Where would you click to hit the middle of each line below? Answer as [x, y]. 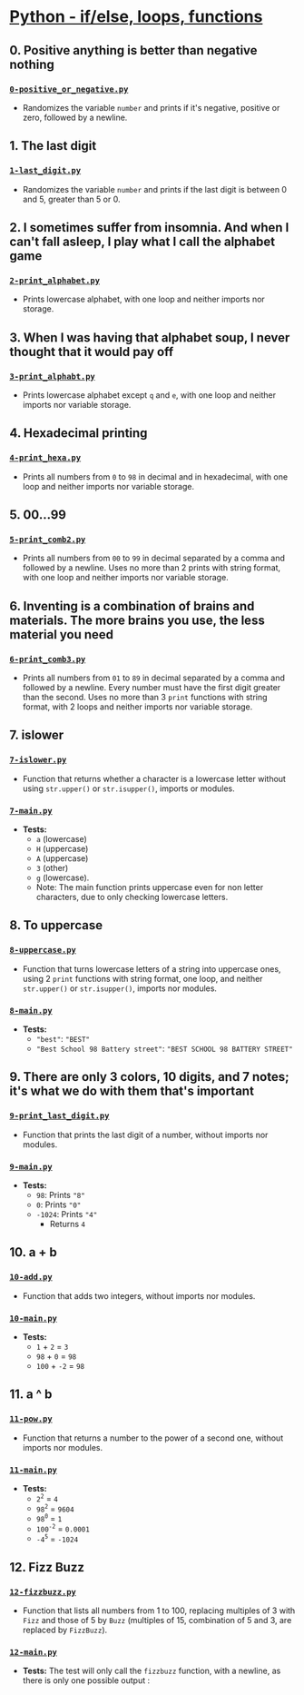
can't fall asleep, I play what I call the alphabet [142, 241]
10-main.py [33, 1318]
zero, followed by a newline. [75, 117]
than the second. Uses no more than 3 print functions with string [145, 697]
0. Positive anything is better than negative [133, 50]
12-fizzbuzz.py [43, 1592]
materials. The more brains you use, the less [137, 620]
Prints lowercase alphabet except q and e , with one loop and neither [149, 395]
